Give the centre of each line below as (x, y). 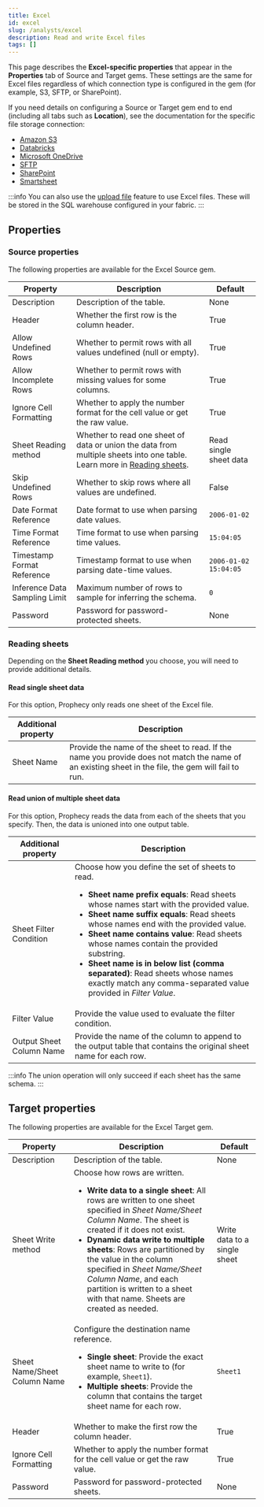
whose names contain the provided (153, 944)
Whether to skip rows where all (133, 482)
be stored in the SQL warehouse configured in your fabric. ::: (106, 205)
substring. (106, 953)
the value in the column (130, 1260)
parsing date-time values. (124, 570)
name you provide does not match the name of (156, 757)
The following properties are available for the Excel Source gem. (112, 269)
